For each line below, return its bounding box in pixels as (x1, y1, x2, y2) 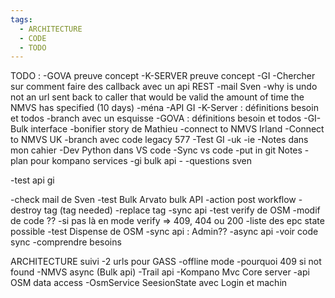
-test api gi (10, 174, 55, 186)
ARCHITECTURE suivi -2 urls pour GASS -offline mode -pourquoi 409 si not (10, 256, 322, 268)
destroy (10, 204, 42, 216)
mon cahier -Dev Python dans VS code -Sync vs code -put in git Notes (10, 144, 303, 156)
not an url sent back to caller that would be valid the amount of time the (10, 91, 305, 103)
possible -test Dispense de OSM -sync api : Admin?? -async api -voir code (10, 226, 319, 238)
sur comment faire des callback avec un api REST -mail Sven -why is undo (10, 81, 318, 93)
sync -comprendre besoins (10, 236, 122, 248)
